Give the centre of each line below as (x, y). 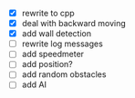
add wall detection (57, 34)
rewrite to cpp (48, 13)
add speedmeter (52, 54)
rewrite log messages (62, 44)
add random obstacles (64, 74)
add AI (34, 84)
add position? (47, 64)
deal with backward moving (74, 24)
